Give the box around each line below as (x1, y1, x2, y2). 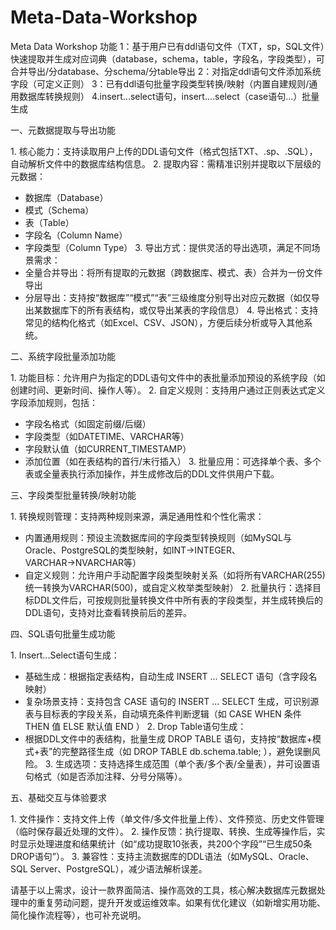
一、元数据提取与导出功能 (10, 124, 116, 136)
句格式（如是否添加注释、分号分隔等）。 (24, 770, 188, 782)
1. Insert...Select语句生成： (10, 649, 120, 661)
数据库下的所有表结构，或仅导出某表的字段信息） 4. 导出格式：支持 (42, 304, 319, 316)
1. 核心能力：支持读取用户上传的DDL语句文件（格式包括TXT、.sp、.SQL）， (10, 145, 318, 157)
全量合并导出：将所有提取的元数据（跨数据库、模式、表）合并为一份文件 (24, 266, 323, 278)
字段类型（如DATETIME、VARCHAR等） (24, 430, 190, 442)
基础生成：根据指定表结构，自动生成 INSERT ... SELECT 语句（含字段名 (24, 670, 318, 682)
